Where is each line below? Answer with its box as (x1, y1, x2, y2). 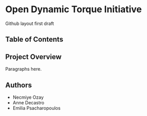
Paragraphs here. (5, 66, 42, 72)
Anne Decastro (12, 99, 44, 105)
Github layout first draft (5, 20, 55, 26)
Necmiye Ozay (12, 94, 44, 100)
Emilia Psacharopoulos (12, 105, 61, 111)
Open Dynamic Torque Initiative (5, 4, 142, 15)
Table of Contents (5, 35, 64, 44)
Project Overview (5, 52, 62, 61)
